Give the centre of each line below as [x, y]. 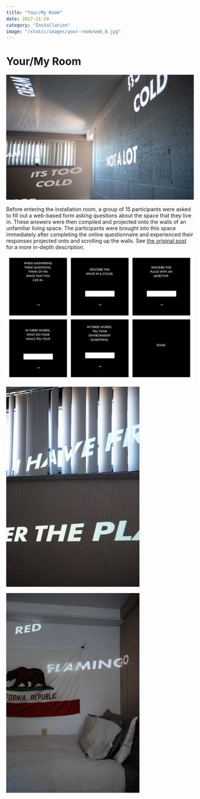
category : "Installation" [38, 25]
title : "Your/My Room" [34, 12]
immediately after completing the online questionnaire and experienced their [100, 234]
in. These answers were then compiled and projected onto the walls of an [96, 222]
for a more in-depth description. [46, 247]
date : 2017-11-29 [28, 19]
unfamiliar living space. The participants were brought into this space [91, 228]
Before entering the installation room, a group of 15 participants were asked [99, 209]
